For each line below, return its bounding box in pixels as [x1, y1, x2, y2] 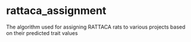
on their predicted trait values [6, 29, 78, 36]
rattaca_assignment [6, 4, 106, 17]
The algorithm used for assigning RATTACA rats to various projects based [6, 23, 186, 30]
